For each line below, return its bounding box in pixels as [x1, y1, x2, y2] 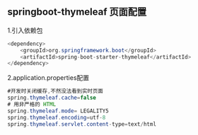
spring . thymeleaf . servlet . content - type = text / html [7, 120, 157, 128]
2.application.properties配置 [7, 74, 90, 82]
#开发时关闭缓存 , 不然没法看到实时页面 [7, 88, 104, 95]
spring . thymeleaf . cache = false [7, 94, 97, 102]
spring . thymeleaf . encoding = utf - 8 [7, 114, 106, 121]
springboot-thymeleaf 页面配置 [7, 6, 147, 18]
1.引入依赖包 [7, 26, 43, 35]
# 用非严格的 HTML [7, 101, 57, 108]
